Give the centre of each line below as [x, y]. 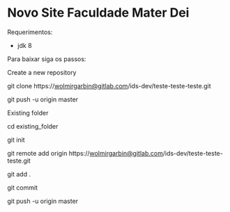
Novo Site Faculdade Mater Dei [98, 13]
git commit [23, 187]
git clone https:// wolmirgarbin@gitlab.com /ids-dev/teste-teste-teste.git [109, 85]
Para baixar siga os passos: [47, 59]
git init [16, 140]
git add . [19, 174]
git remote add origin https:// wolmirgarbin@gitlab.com [85, 153]
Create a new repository [42, 72]
